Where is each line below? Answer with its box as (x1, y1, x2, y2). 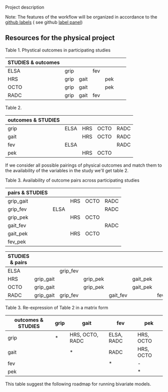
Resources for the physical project (5, 34, 115, 42)
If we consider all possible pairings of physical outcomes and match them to (5, 162, 162, 168)
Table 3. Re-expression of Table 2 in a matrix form (5, 304, 108, 310)
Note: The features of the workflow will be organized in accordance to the (5, 14, 157, 20)
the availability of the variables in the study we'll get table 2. (5, 167, 129, 173)
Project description (5, 5, 44, 10)
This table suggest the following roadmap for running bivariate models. (5, 380, 151, 387)
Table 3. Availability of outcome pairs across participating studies (5, 177, 140, 183)
